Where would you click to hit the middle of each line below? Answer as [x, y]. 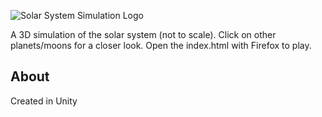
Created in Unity [44, 101]
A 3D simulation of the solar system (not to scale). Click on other [143, 34]
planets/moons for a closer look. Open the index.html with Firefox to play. [161, 45]
